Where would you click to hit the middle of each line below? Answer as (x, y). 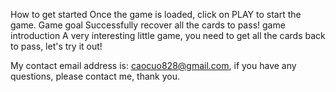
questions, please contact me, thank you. (95, 76)
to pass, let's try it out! (56, 46)
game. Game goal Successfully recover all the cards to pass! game (148, 25)
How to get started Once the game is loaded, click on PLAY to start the (156, 14)
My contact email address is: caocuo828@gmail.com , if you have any (153, 65)
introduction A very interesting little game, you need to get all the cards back (168, 35)
